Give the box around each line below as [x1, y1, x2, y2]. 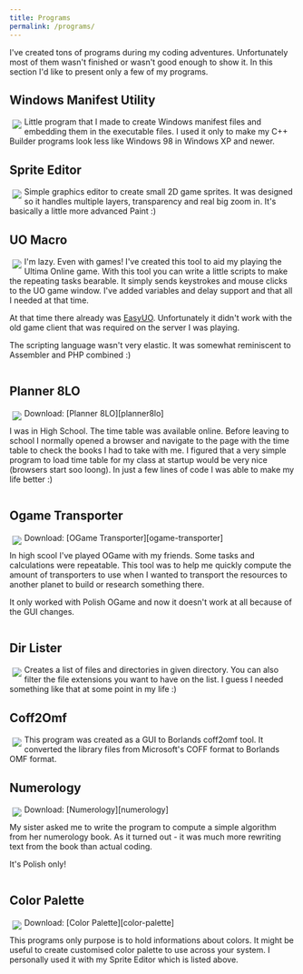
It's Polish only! [9, 859, 66, 869]
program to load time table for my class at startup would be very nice [9, 454, 268, 465]
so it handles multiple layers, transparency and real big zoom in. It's [24, 196, 277, 207]
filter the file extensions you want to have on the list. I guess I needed [24, 674, 284, 685]
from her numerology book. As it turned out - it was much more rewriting [9, 831, 281, 842]
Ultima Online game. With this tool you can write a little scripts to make [24, 266, 288, 276]
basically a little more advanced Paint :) [9, 206, 157, 216]
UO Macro [9, 232, 68, 247]
